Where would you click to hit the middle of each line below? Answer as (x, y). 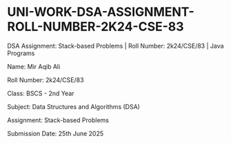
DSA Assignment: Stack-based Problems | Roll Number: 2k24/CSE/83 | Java (115, 46)
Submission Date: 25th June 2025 (56, 133)
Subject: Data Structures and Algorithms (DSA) (73, 106)
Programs (21, 53)
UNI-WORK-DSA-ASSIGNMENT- (101, 12)
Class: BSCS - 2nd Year (41, 93)
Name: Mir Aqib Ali (34, 66)
